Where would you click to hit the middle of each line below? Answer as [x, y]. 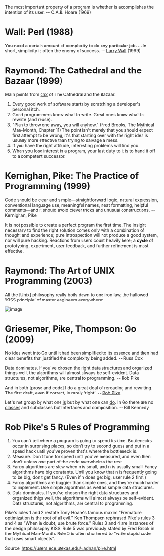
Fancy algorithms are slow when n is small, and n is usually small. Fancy [84, 466]
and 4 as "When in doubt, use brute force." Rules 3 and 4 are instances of [79, 523]
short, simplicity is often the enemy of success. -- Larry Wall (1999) [73, 50]
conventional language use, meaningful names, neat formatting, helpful [77, 205]
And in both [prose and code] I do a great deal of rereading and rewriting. [79, 387]
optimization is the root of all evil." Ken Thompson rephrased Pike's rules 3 [80, 518]
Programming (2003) [49, 281]
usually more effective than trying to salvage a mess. [65, 140]
